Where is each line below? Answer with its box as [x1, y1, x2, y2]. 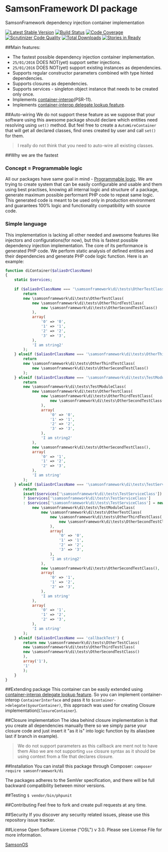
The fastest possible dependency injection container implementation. [12, 54, 155, 60]
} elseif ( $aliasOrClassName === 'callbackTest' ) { [14, 635, 124, 640]
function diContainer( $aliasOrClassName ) [5, 268, 93, 273]
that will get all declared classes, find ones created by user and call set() [5, 127, 156, 133]
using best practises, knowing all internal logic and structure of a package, [5, 187, 159, 193]
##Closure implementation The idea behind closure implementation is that [5, 717, 157, 723]
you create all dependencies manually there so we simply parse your [5, 722, 147, 728]
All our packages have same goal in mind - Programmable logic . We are [5, 176, 152, 182]
